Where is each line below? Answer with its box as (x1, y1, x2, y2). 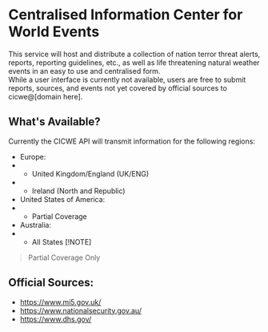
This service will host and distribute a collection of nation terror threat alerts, (8, 49, 261, 59)
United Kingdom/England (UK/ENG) (31, 168, 150, 178)
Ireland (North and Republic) (31, 186, 126, 196)
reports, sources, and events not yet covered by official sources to (8, 83, 228, 93)
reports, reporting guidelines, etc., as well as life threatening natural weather (8, 58, 260, 67)
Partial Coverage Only (27, 253, 101, 262)
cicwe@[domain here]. (8, 91, 83, 101)
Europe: (19, 152, 46, 161)
